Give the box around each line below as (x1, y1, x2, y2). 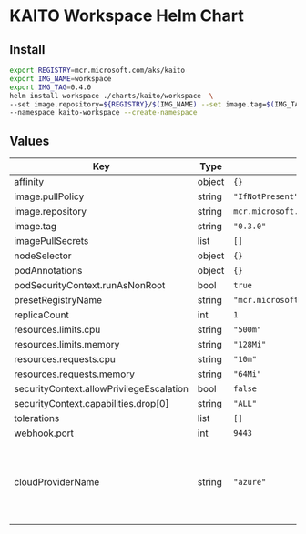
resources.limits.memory (14, 338, 120, 351)
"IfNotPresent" (233, 192, 299, 202)
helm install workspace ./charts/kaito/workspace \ (9, 91, 214, 100)
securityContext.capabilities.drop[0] (14, 398, 169, 410)
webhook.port (14, 427, 75, 439)
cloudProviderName (14, 476, 100, 489)
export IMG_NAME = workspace (9, 74, 112, 83)
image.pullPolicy (14, 190, 85, 203)
